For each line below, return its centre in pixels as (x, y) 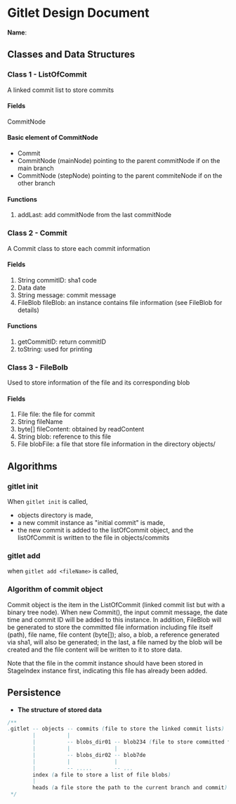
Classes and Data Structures (71, 54)
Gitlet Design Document (78, 13)
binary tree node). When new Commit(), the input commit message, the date (118, 612)
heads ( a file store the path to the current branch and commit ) (130, 788)
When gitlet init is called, (48, 502)
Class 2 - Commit (38, 233)
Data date (32, 287)
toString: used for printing (55, 349)
